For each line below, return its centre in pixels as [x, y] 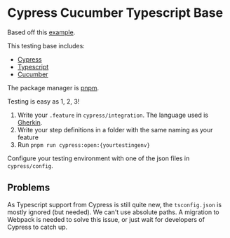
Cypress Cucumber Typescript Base [115, 13]
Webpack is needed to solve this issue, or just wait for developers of [106, 219]
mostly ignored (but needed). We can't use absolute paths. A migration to [113, 212]
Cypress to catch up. [38, 227]
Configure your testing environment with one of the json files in [99, 158]
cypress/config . [31, 165]
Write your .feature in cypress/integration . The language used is [113, 115]
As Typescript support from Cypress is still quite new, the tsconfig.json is [115, 204]
